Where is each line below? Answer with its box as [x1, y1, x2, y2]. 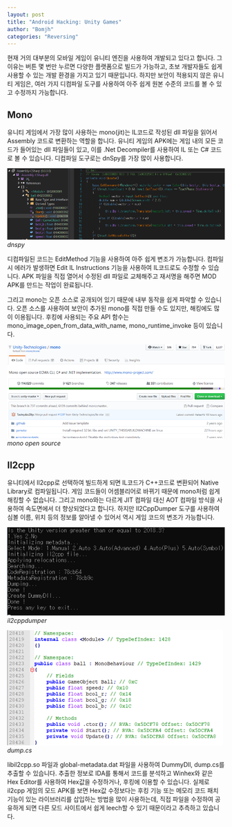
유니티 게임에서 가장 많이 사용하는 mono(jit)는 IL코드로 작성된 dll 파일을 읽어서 [7, 128, 217, 136]
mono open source [7, 439, 61, 448]
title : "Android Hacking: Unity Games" [7, 18, 122, 26]
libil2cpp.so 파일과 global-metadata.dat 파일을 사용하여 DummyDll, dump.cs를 [7, 761, 225, 769]
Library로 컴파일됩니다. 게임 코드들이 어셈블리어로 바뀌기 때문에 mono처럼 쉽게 [7, 487, 220, 496]
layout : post [7, 11, 45, 18]
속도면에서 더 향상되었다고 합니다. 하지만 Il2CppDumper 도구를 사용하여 [25, 505, 220, 513]
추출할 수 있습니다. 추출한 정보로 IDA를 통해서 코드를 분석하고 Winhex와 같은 [7, 769, 213, 778]
